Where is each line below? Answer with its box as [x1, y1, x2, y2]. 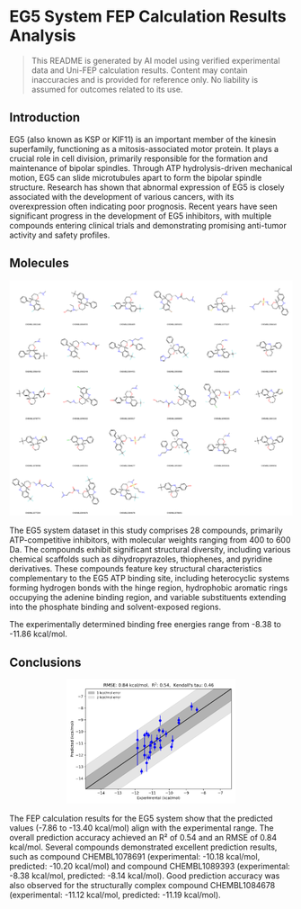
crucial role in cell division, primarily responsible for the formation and [9, 153, 268, 164]
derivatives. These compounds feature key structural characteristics [9, 563, 262, 574]
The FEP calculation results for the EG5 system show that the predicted [9, 813, 273, 823]
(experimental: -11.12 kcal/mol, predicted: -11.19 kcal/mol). [9, 889, 222, 900]
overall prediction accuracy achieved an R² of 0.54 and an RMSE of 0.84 [9, 832, 277, 842]
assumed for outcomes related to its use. [31, 84, 183, 94]
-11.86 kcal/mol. [9, 628, 67, 640]
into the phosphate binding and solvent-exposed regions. [9, 601, 222, 613]
